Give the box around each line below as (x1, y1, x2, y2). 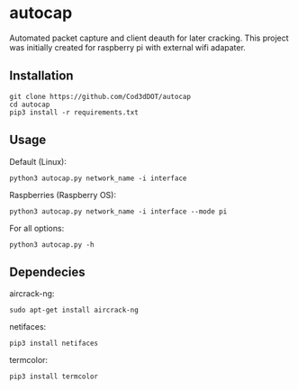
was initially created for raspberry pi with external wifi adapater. (9, 41, 246, 52)
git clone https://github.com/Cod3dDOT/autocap (9, 92, 192, 101)
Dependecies (9, 264, 86, 279)
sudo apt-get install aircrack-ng (9, 305, 140, 315)
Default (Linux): (9, 156, 68, 167)
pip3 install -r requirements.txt (9, 107, 140, 117)
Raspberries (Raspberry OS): (9, 189, 117, 200)
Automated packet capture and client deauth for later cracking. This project (9, 32, 290, 43)
